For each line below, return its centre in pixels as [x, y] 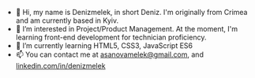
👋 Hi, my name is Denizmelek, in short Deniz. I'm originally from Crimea [131, 12]
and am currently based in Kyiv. [67, 20]
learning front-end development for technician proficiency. [111, 37]
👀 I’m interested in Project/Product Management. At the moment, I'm [127, 29]
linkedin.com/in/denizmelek [60, 66]
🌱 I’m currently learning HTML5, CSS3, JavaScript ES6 [104, 46]
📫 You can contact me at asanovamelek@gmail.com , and [109, 54]
